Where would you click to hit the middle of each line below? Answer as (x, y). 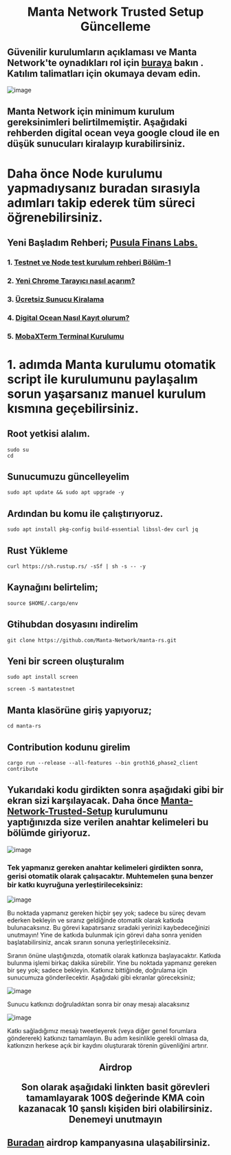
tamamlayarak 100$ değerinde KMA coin (115, 1098)
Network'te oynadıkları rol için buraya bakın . (106, 63)
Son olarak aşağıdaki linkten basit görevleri (115, 1087)
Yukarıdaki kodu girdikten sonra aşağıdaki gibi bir (115, 790)
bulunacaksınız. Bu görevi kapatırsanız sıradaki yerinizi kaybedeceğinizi (109, 928)
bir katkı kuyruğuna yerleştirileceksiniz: (75, 884)
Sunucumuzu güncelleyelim (68, 477)
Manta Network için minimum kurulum (91, 112)
